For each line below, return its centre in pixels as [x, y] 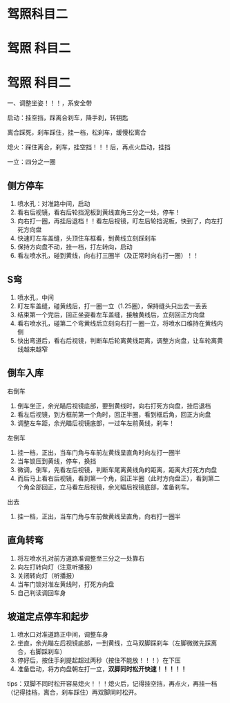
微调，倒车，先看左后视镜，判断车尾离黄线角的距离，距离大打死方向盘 [117, 469]
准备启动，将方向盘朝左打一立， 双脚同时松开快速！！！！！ [102, 669]
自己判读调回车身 [41, 592]
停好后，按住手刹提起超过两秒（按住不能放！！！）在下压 [99, 660]
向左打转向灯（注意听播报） [57, 567]
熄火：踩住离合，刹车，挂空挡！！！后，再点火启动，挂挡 [89, 147]
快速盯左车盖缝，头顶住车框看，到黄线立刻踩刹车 [87, 238]
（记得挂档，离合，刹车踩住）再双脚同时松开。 [74, 693]
